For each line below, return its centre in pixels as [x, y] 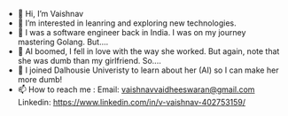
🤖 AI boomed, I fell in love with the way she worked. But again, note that [148, 51]
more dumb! [40, 79]
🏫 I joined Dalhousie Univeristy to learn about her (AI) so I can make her [148, 70]
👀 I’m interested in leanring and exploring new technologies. [127, 23]
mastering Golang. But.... [63, 42]
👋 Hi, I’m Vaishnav [51, 14]
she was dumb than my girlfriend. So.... [89, 61]
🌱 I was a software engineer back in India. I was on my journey [132, 32]
